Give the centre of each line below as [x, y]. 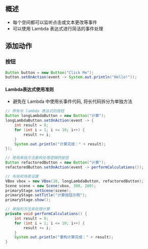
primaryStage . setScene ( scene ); [38, 191]
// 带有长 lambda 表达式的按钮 [35, 111]
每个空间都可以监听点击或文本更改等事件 [55, 22]
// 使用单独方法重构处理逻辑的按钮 [37, 158]
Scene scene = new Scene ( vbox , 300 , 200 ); [51, 186]
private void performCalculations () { [46, 214]
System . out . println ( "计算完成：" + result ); [60, 144]
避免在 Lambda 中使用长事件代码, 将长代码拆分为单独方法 [72, 101]
